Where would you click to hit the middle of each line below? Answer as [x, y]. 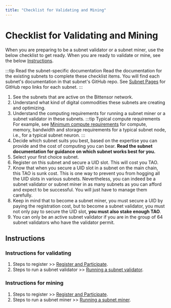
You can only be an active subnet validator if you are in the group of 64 [88, 217]
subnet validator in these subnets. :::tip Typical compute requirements [86, 119]
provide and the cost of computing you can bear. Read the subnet [82, 146]
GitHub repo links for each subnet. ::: [44, 87]
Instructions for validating [38, 253]
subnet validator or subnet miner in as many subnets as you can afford [87, 184]
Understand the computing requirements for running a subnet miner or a [89, 113]
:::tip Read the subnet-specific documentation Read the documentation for [84, 70]
